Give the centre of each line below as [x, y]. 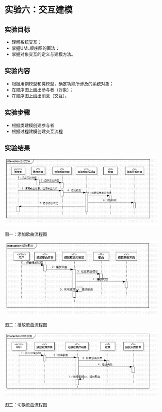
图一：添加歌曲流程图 [26, 234]
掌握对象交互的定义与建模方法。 [43, 54]
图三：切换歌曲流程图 [26, 405]
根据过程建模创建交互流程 [37, 131]
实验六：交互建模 [39, 10]
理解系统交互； [26, 42]
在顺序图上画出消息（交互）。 [40, 96]
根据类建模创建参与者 [33, 125]
